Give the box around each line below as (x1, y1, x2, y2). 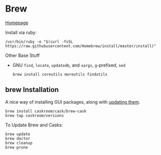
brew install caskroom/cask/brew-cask (5, 109, 87, 114)
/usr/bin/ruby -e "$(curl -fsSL (5, 39, 73, 44)
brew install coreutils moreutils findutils (12, 71, 108, 77)
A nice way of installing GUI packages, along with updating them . (5, 99, 140, 105)
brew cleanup (5, 140, 33, 145)
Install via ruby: (5, 29, 37, 35)
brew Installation (5, 86, 59, 94)
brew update (5, 131, 30, 136)
